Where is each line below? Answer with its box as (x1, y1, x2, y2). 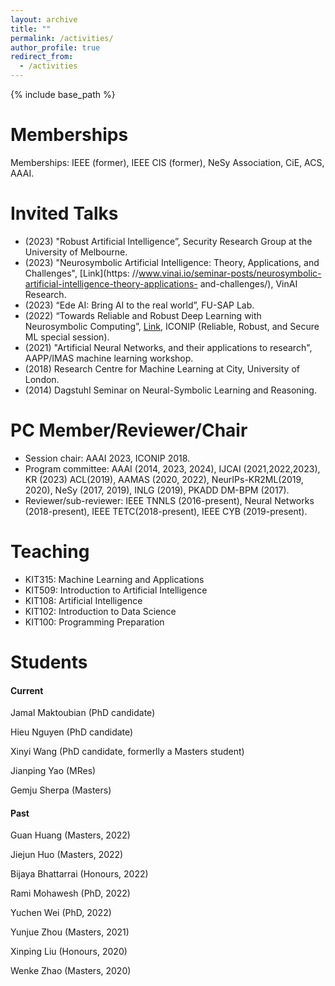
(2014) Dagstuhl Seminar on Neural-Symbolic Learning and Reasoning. (24, 384, 317, 396)
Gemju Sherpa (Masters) (10, 784, 112, 796)
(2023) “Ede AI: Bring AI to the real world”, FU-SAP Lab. (24, 299, 255, 311)
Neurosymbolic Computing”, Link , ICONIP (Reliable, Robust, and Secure (24, 320, 320, 332)
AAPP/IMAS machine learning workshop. (24, 352, 194, 364)
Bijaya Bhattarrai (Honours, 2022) (10, 868, 149, 880)
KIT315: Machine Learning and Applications (24, 573, 205, 585)
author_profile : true (10, 42, 101, 53)
